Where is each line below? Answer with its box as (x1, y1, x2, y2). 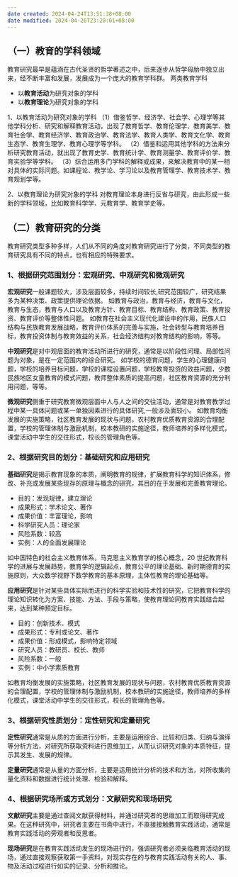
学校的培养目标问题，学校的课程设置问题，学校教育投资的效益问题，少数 (19, 364, 231, 373)
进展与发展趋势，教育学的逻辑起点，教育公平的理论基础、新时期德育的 (19, 562, 225, 571)
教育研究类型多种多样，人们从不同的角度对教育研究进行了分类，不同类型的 (7, 242, 225, 250)
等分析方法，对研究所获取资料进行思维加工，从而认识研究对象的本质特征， (7, 742, 225, 750)
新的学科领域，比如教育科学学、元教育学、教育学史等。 (7, 199, 169, 208)
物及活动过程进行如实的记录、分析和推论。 (7, 862, 132, 871)
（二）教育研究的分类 (7, 221, 101, 234)
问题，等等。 (13, 382, 51, 391)
